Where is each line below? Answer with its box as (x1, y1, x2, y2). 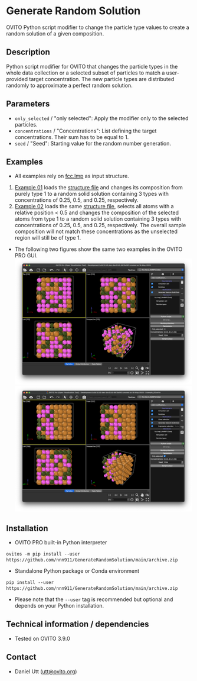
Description (6, 47, 50, 57)
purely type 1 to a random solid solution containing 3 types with (14, 191, 169, 198)
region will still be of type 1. (14, 234, 81, 241)
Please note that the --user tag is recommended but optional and (14, 596, 173, 603)
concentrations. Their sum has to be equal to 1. (14, 133, 129, 140)
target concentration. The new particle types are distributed (29, 75, 175, 82)
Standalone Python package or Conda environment (14, 567, 140, 575)
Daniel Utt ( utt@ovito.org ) (14, 667, 77, 675)
